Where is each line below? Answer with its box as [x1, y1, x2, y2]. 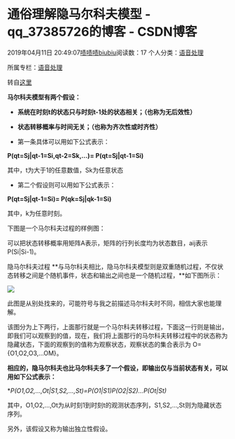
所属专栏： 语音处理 [7, 63, 63, 71]
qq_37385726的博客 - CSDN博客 [7, 24, 198, 40]
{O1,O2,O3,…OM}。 [7, 349, 63, 357]
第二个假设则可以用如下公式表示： [17, 180, 116, 189]
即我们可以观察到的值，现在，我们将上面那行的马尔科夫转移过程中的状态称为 [7, 331, 228, 340]
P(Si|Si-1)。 [7, 247, 41, 256]
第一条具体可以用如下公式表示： [17, 137, 110, 145]
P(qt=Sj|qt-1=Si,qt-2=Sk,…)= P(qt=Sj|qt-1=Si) [7, 151, 144, 159]
